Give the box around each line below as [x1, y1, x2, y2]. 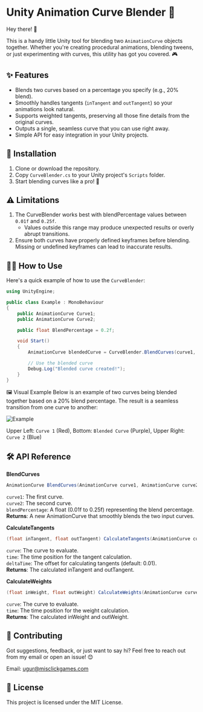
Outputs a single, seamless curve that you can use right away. [14, 125, 170, 132]
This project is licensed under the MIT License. [6, 698, 123, 706]
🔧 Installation [6, 149, 57, 159]
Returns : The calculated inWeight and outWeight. [6, 613, 129, 620]
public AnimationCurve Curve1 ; [17, 311, 96, 317]
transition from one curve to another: [6, 403, 98, 410]
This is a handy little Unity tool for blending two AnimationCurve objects [6, 37, 183, 44]
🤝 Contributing [6, 631, 63, 641]
